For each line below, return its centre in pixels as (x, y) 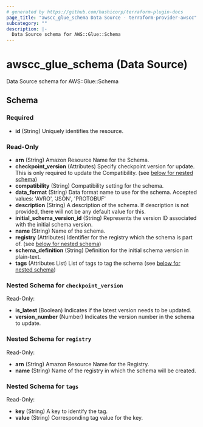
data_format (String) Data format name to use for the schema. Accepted (106, 193)
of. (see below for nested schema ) (58, 244)
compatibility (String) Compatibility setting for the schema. (89, 186)
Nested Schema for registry (49, 339)
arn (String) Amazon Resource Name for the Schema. (82, 160)
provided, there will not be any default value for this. (80, 212)
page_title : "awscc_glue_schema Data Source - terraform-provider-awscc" (102, 18)
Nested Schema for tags (43, 386)
